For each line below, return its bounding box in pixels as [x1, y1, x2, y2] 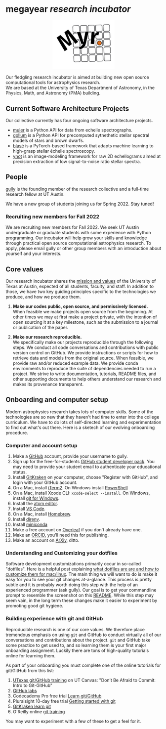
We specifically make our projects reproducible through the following [12, 340, 154, 345]
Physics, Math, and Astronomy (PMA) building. [5, 90, 101, 96]
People [5, 173, 28, 181]
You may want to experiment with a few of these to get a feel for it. [5, 718, 141, 724]
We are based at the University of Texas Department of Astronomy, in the [5, 85, 155, 91]
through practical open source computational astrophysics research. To [5, 240, 152, 246]
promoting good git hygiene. [5, 603, 64, 609]
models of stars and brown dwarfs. [12, 137, 84, 144]
